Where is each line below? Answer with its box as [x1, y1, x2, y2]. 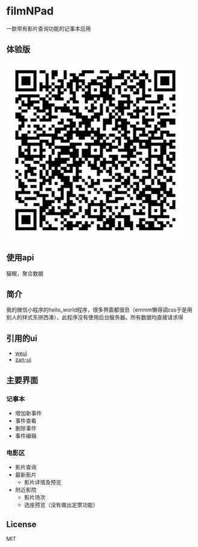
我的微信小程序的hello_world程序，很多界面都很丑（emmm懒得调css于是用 [6, 306, 193, 313]
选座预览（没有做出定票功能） [24, 501, 98, 508]
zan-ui [14, 356, 31, 363]
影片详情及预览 [24, 479, 62, 486]
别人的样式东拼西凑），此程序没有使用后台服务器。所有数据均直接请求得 [6, 314, 184, 321]
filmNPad [6, 4, 54, 18]
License [6, 519, 37, 529]
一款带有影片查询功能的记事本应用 [6, 25, 91, 32]
